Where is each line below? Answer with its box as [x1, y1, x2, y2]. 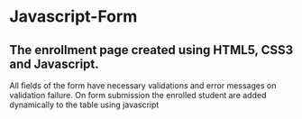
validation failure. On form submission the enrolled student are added [9, 90, 267, 100]
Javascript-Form [9, 6, 138, 27]
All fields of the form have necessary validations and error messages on [9, 80, 277, 91]
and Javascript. [9, 56, 99, 71]
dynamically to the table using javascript [9, 99, 160, 110]
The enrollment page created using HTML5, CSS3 [9, 42, 294, 58]
